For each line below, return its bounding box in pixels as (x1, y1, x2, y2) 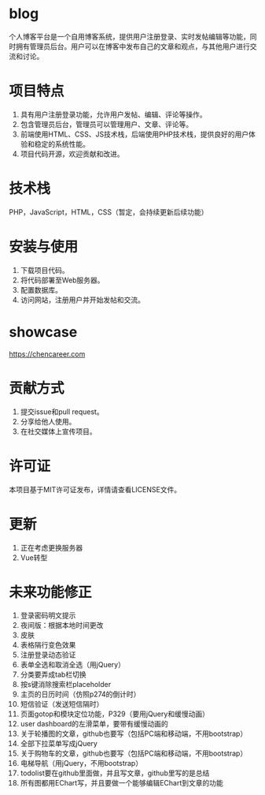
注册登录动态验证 (20, 650, 76, 659)
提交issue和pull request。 (20, 407, 105, 416)
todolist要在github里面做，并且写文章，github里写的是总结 (20, 768, 210, 778)
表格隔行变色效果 (20, 640, 76, 650)
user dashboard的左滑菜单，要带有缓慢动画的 (20, 719, 168, 729)
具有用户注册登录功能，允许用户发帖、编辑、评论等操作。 (20, 110, 207, 119)
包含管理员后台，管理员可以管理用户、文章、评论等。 (20, 119, 193, 129)
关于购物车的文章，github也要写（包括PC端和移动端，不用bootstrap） (20, 748, 248, 758)
